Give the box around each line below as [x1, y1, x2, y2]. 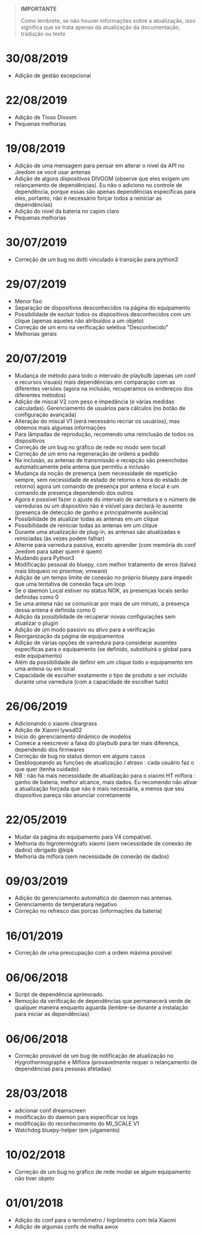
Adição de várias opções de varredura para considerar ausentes [14, 639, 177, 646]
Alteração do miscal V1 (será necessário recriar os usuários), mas [14, 417, 180, 425]
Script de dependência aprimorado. [14, 991, 104, 998]
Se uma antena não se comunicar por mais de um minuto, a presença [14, 600, 190, 607]
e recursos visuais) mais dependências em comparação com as [14, 378, 175, 386]
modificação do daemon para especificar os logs [14, 1113, 139, 1121]
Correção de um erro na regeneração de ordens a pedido [14, 450, 159, 457]
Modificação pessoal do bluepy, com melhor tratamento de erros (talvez [14, 560, 197, 568]
